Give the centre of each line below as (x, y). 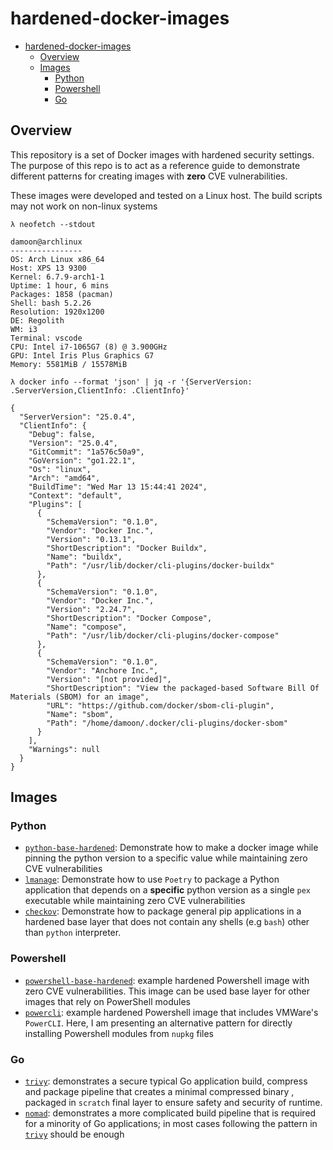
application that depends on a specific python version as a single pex (167, 890)
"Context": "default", (75, 495)
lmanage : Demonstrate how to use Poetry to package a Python (152, 879)
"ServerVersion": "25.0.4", (78, 417)
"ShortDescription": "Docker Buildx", (127, 548)
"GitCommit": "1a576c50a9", (86, 452)
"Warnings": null (64, 749)
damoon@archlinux (46, 242)
